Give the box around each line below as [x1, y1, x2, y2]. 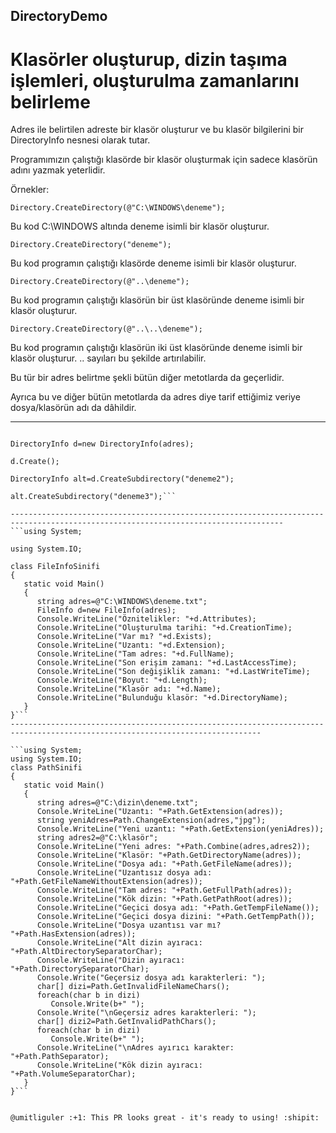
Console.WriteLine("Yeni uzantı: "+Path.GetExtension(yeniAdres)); [36, 824, 325, 834]
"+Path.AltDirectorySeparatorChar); [10, 947, 163, 957]
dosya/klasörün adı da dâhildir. [10, 402, 137, 414]
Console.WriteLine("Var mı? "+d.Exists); [36, 632, 213, 642]
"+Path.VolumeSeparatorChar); [10, 1069, 137, 1079]
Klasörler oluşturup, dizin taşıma [10, 48, 288, 71]
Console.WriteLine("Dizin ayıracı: [36, 955, 186, 966]
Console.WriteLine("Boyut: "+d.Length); [36, 675, 208, 686]
